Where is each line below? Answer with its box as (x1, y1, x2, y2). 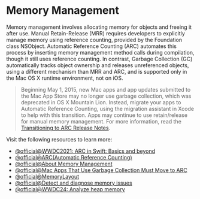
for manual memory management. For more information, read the (20, 117, 181, 125)
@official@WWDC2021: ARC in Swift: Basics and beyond (14, 147, 156, 155)
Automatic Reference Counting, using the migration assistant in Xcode (20, 105, 195, 112)
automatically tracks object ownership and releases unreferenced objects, (6, 61, 189, 69)
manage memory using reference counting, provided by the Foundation (6, 36, 183, 43)
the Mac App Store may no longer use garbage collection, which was (20, 92, 192, 99)
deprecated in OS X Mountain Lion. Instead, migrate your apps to (20, 98, 181, 105)
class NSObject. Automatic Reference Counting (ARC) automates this (6, 43, 177, 50)
